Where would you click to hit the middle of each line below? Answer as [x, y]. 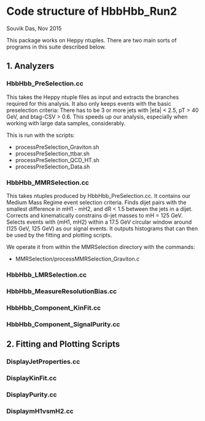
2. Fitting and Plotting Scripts [63, 344]
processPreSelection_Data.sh [52, 167]
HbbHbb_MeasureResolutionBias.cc [62, 291]
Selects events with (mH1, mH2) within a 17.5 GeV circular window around [99, 222]
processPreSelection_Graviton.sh [57, 147]
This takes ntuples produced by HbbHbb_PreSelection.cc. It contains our [99, 195]
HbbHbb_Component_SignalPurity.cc [63, 324]
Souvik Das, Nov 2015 [34, 28]
